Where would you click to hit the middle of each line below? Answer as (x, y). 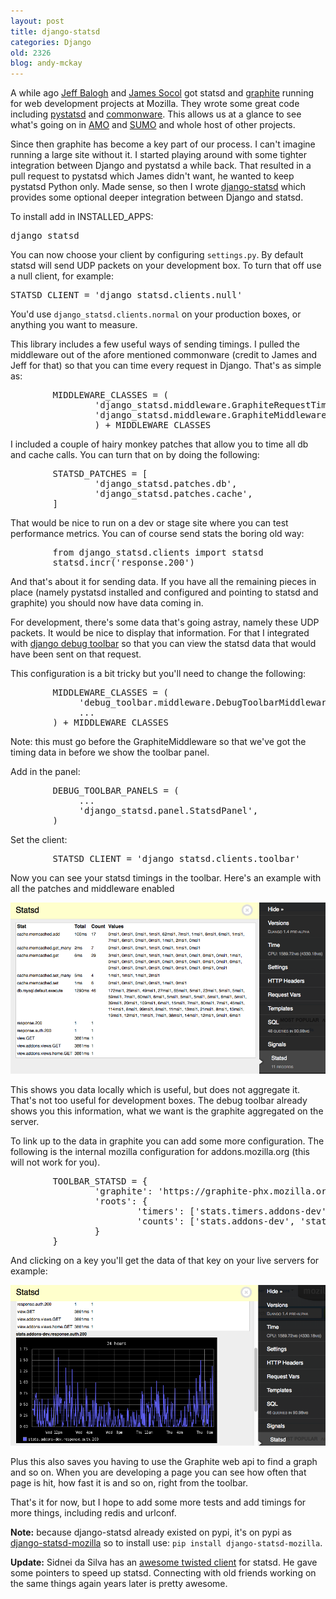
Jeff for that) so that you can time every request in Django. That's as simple (166, 366)
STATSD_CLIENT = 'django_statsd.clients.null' (126, 295)
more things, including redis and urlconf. (93, 1513)
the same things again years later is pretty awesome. (119, 1584)
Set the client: (39, 840)
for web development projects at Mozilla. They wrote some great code (155, 104)
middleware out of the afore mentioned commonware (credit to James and (164, 355)
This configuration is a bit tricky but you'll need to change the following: (158, 674)
